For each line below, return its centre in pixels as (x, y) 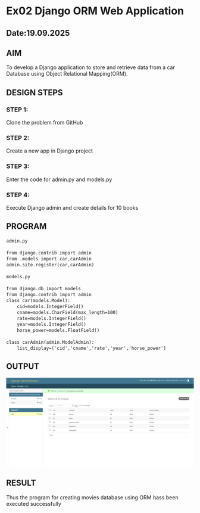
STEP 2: (18, 138)
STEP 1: (17, 110)
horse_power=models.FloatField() (58, 330)
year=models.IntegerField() (51, 324)
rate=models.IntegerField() (51, 318)
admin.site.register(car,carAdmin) (50, 265)
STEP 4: (18, 195)
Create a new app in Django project (50, 151)
